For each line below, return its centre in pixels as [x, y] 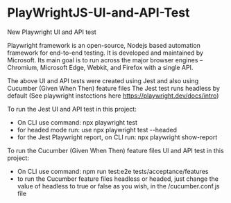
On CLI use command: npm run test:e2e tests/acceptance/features [113, 171]
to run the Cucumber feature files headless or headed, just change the [118, 179]
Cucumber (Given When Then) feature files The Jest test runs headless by [114, 88]
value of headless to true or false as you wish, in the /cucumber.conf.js [118, 186]
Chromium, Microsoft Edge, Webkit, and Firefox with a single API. [100, 67]
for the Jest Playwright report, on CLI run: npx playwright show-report [117, 137]
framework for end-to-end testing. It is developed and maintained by [105, 53]
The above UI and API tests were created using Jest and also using [103, 80]
